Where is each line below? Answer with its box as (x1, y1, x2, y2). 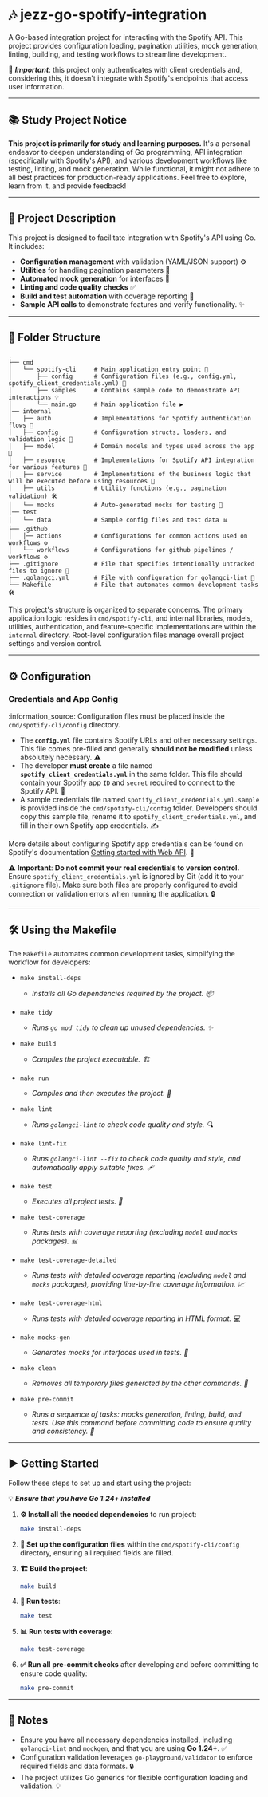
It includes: (8, 241, 45, 250)
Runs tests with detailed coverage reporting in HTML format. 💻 (31, 1314, 241, 1323)
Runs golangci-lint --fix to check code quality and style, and (31, 1153, 241, 1163)
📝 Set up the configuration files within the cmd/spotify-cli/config (19, 1539, 240, 1549)
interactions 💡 (8, 393, 60, 402)
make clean (19, 1364, 57, 1373)
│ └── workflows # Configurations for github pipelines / (8, 546, 234, 554)
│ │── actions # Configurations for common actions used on (8, 532, 248, 540)
